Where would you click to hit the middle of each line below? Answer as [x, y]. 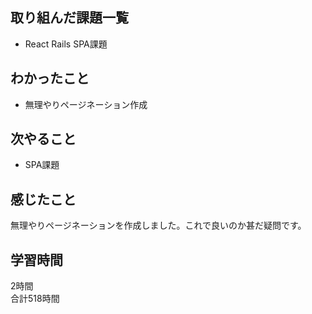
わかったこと [50, 78]
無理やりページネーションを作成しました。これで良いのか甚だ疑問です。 [158, 225]
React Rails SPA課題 [66, 44]
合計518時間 [35, 299]
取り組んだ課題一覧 [69, 18]
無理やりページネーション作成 [86, 104]
